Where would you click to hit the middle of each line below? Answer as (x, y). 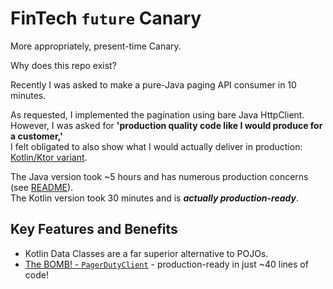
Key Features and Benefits (94, 229)
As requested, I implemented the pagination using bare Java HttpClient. (157, 114)
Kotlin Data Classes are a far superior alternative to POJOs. (146, 253)
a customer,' (36, 136)
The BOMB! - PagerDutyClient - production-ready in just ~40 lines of (166, 264)
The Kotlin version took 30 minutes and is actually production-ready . (154, 198)
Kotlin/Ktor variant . (49, 157)
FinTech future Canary (106, 18)
